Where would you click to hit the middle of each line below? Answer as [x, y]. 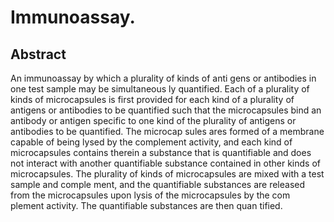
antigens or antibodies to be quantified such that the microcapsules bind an [166, 110]
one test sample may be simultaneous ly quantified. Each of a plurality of [160, 89]
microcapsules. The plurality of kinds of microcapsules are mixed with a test [167, 174]
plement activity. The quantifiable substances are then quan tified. [146, 205]
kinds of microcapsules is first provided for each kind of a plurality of [152, 99]
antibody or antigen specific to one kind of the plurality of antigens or [153, 120]
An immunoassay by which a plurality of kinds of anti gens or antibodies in [163, 78]
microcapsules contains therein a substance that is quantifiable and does [161, 152]
